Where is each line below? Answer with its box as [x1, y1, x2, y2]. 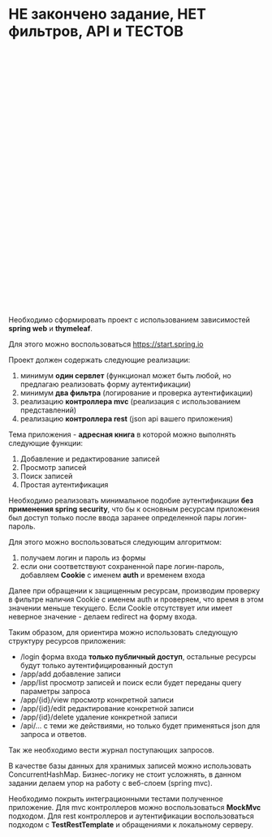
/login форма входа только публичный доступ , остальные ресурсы [19, 651, 257, 662]
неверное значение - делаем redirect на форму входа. [8, 611, 197, 621]
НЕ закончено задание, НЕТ [8, 5, 207, 24]
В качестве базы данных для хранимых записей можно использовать [8, 761, 252, 770]
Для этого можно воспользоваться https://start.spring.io [8, 339, 204, 349]
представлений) [19, 405, 77, 415]
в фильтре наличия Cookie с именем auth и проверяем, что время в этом [8, 594, 264, 604]
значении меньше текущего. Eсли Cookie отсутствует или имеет [8, 602, 233, 613]
